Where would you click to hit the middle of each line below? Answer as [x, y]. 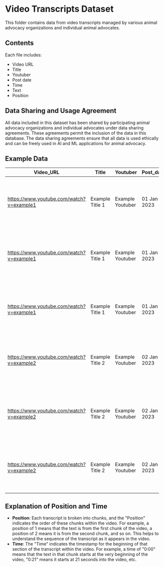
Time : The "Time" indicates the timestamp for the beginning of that [80, 544]
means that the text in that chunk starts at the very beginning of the [80, 554]
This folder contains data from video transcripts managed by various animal [81, 22]
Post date [22, 80]
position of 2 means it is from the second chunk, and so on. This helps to [85, 534]
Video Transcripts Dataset [59, 9]
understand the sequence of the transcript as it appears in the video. [81, 539]
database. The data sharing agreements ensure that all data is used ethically [82, 138]
